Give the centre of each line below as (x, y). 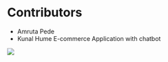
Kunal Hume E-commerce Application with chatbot (89, 38)
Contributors (45, 13)
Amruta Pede (36, 31)
